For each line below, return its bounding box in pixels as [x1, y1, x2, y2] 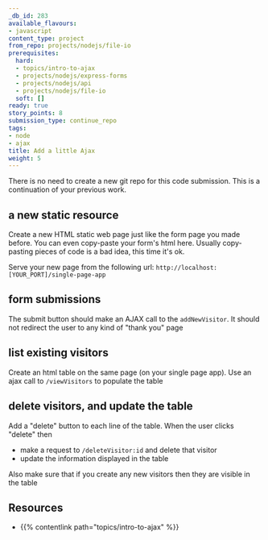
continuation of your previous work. [8, 185, 127, 194]
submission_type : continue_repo [8, 117, 117, 125]
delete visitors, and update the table [8, 400, 193, 413]
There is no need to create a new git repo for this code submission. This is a [8, 177, 260, 186]
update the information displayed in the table [19, 453, 169, 463]
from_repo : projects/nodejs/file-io [8, 42, 131, 50]
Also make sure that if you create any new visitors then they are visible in [8, 469, 251, 479]
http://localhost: [155, 264, 217, 272]
